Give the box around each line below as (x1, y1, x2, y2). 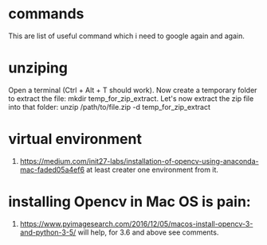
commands (8, 5, 84, 23)
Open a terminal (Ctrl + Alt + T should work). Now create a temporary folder (8, 85, 257, 95)
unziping (8, 59, 68, 77)
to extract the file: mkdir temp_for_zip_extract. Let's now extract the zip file (8, 93, 254, 103)
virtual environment (8, 130, 142, 148)
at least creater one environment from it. (86, 165, 219, 174)
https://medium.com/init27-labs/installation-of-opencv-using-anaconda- (19, 156, 259, 165)
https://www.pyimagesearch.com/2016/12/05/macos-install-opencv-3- (19, 219, 253, 228)
